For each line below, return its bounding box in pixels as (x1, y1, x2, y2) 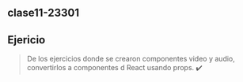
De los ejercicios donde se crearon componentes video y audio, (26, 54, 235, 64)
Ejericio (7, 33, 46, 47)
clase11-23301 (7, 6, 80, 20)
